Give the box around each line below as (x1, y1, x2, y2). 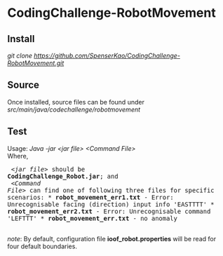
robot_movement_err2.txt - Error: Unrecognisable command (7, 207, 211, 215)
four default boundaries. (7, 242, 77, 250)
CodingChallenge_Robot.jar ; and (7, 172, 119, 180)
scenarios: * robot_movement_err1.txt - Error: (7, 193, 174, 201)
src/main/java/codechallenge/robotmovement (7, 105, 141, 114)
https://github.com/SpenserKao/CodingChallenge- (34, 51, 181, 60)
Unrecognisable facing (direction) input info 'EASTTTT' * (7, 200, 215, 208)
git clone (7, 51, 33, 60)
